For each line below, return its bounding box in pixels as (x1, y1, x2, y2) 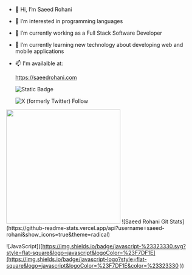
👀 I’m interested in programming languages (15, 18, 123, 24)
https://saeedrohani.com (15, 74, 77, 81)
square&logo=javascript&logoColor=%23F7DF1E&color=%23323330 (6, 262, 179, 269)
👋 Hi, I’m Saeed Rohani (15, 6, 72, 13)
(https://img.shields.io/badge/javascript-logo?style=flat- (6, 256, 147, 263)
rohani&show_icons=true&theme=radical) (6, 231, 111, 238)
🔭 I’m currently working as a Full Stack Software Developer (15, 29, 163, 37)
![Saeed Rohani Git (121, 218, 169, 225)
